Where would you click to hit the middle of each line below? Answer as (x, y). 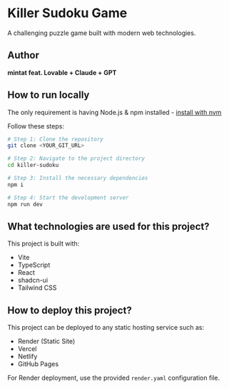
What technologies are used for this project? (108, 226)
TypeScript (34, 265)
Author (23, 55)
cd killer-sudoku (33, 166)
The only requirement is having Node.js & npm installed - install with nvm (114, 112)
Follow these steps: (36, 126)
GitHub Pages (38, 364)
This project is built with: (44, 243)
